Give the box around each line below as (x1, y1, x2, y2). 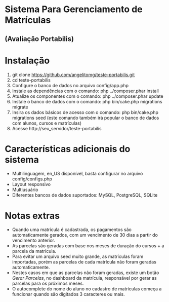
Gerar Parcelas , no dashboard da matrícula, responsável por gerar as (12, 275, 157, 281)
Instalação (5, 55, 50, 66)
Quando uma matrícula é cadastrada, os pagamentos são (12, 226, 132, 233)
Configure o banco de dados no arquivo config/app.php (12, 82, 129, 88)
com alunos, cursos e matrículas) (12, 120, 82, 126)
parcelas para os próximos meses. (12, 280, 84, 287)
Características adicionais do (5, 143, 131, 155)
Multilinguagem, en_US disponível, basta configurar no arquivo (12, 171, 143, 177)
